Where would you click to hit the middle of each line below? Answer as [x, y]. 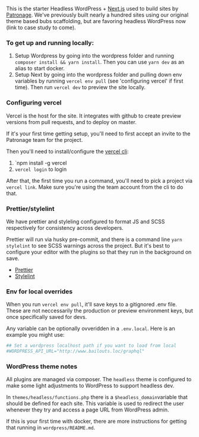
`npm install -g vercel [41, 163]
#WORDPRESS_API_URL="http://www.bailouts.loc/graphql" [75, 351]
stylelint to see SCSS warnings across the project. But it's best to [88, 245]
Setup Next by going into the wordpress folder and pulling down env [98, 75]
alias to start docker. [40, 68]
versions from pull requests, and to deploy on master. [71, 122]
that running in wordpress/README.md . [51, 427]
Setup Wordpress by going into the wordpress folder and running [94, 56]
